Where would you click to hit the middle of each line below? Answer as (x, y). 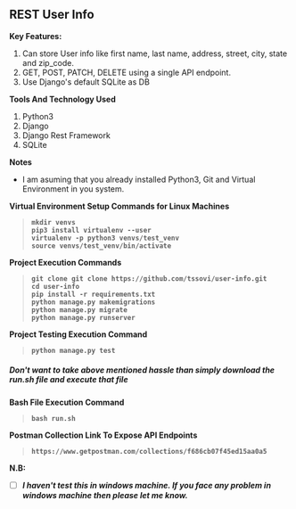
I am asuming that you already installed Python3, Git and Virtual (139, 179)
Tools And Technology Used (62, 99)
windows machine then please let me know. (105, 495)
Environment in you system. (73, 189)
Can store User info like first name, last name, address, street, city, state (155, 53)
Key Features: (36, 36)
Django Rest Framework (66, 135)
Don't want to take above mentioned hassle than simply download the (142, 370)
